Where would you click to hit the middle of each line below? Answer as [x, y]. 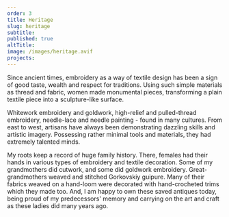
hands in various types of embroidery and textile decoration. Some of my [110, 162]
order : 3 [19, 13]
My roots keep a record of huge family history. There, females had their [108, 155]
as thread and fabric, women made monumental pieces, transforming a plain [114, 92]
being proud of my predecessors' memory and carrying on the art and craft [113, 199]
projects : [21, 58]
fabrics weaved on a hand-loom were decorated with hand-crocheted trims [113, 184]
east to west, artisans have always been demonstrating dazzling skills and [111, 127]
